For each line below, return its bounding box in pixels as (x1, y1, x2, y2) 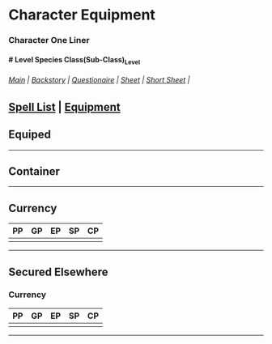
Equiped (8, 128, 51, 142)
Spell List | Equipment (8, 100, 121, 114)
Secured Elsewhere (8, 265, 108, 278)
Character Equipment (8, 6, 156, 24)
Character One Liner (8, 35, 91, 46)
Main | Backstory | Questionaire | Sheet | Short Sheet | (8, 75, 190, 85)
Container (8, 164, 61, 178)
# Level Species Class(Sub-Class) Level (8, 54, 140, 66)
